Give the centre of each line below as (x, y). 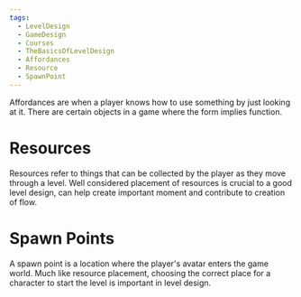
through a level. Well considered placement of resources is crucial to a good (151, 182)
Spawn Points (62, 238)
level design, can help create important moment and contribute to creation (147, 192)
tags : (19, 18)
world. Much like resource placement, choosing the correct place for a (140, 273)
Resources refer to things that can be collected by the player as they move (148, 173)
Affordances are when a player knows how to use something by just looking (150, 102)
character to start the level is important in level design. (110, 283)
